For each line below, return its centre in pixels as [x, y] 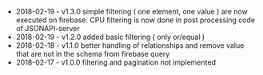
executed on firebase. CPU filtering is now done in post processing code [135, 20]
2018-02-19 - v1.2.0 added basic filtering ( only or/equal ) [110, 37]
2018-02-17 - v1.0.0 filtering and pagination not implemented [116, 62]
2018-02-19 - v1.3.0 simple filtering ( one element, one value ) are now [131, 12]
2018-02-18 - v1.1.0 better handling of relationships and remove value [130, 45]
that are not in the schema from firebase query [93, 54]
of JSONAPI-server [48, 28]
